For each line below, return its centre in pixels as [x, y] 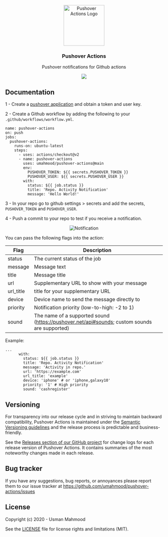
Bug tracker [24, 469]
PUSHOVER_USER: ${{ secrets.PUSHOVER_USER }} [75, 177]
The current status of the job [68, 259]
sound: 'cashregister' [47, 389]
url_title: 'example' [46, 376]
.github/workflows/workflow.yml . [39, 119]
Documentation [30, 92]
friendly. [14, 432]
